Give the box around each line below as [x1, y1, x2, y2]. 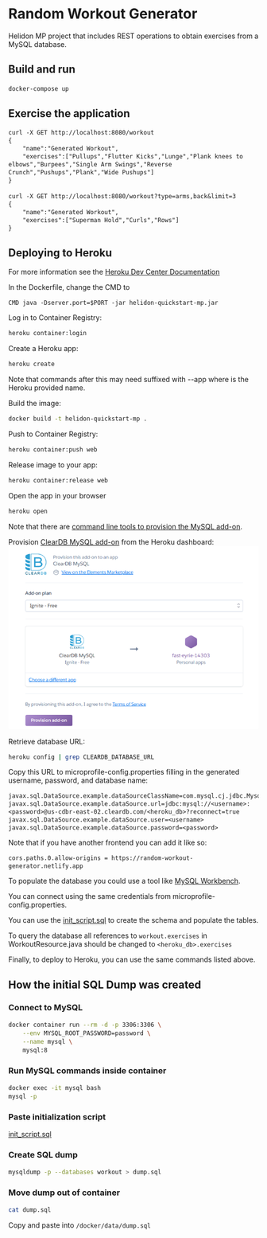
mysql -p [8, 1092, 37, 1100]
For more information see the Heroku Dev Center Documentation [8, 268, 220, 277]
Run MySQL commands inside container [8, 1064, 167, 1076]
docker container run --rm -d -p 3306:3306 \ [8, 1021, 161, 1029]
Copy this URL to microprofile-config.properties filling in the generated [8, 767, 240, 777]
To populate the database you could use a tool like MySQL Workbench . [8, 877, 241, 886]
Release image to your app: [8, 459, 98, 470]
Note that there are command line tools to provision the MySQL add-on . [8, 521, 242, 531]
